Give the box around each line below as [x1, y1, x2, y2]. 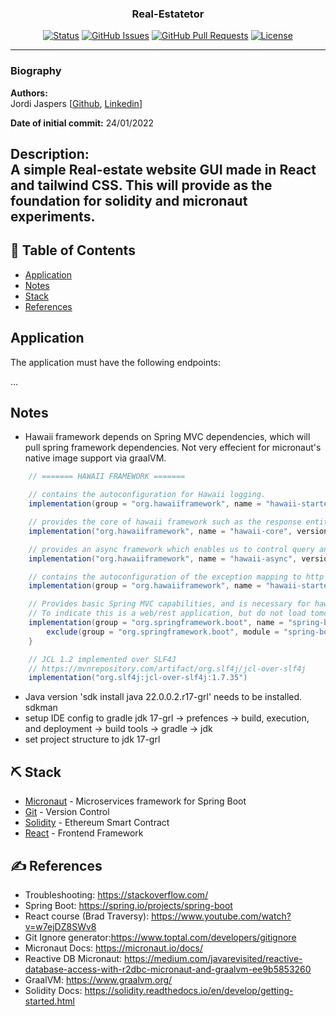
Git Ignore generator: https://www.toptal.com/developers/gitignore [24, 931, 297, 943]
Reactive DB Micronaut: [24, 952, 123, 964]
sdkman [24, 702, 58, 714]
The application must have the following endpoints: [10, 356, 222, 368]
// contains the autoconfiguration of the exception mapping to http [28, 572, 325, 582]
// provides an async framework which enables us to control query [28, 544, 315, 554]
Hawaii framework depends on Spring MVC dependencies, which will [24, 431, 311, 443]
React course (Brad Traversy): [24, 910, 150, 922]
